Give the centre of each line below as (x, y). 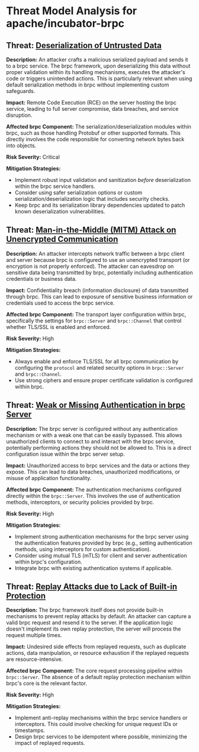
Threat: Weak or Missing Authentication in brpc (96, 405)
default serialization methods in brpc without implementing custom (88, 85)
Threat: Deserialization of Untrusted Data (84, 45)
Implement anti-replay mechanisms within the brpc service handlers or (101, 718)
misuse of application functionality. (49, 478)
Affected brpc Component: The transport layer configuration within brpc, (96, 314)
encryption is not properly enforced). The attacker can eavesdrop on (90, 266)
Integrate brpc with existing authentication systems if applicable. (94, 568)
